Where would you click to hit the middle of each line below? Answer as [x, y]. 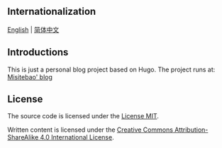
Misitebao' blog [30, 76]
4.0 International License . [77, 137]
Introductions [38, 52]
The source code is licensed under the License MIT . [83, 116]
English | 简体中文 [33, 29]
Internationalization [52, 12]
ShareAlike [23, 137]
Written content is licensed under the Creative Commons [90, 130]
